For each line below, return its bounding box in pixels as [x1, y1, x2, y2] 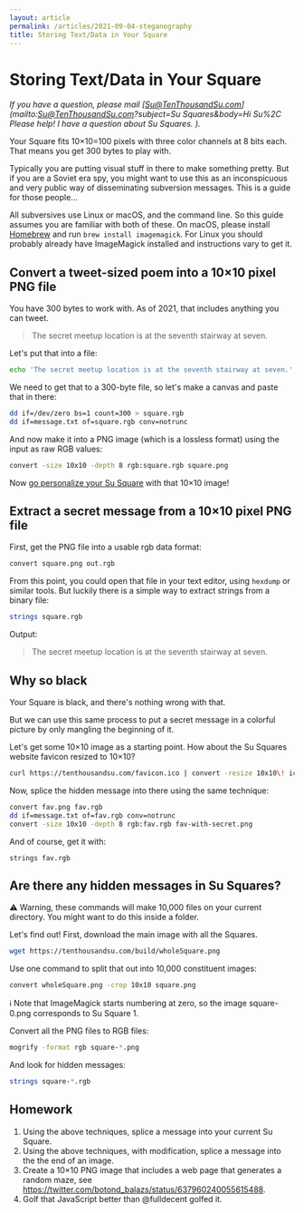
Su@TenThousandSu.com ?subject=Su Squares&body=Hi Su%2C [37, 109, 282, 120]
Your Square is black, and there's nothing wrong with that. [9, 697, 226, 707]
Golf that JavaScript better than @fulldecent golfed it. [22, 1193, 223, 1204]
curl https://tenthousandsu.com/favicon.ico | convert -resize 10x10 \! [9, 769, 285, 778]
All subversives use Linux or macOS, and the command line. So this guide [9, 209, 284, 220]
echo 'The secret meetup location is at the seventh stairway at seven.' [9, 365, 294, 374]
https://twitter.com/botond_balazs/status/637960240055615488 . [22, 1184, 266, 1195]
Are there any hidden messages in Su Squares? [9, 878, 282, 893]
